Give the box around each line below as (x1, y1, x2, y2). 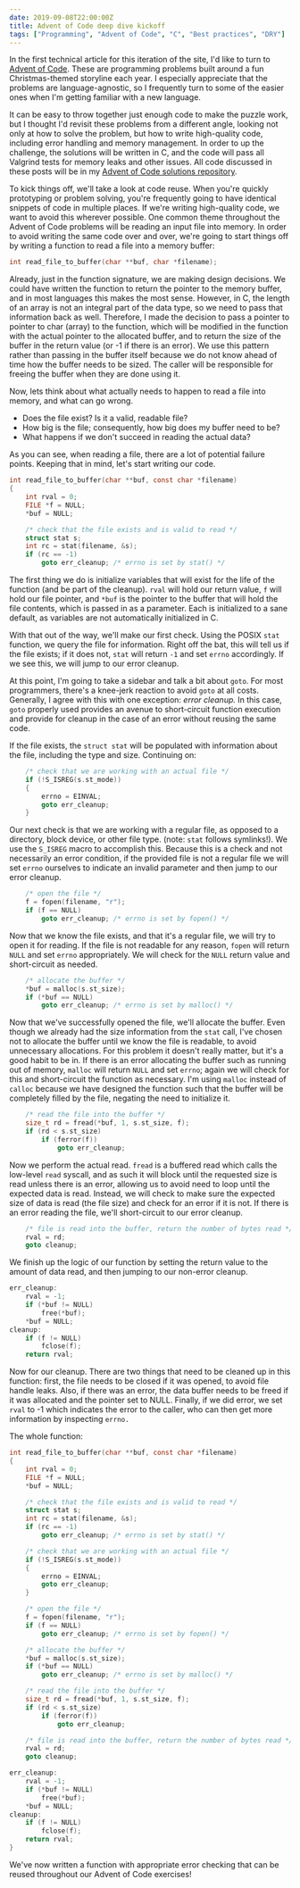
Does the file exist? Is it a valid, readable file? (21, 412, 188, 424)
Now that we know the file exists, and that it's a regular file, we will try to (9, 930, 276, 941)
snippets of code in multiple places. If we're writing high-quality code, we (9, 203, 279, 213)
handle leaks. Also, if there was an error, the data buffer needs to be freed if (9, 1385, 288, 1396)
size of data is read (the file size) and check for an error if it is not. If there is (9, 1197, 289, 1208)
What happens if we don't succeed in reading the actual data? (21, 432, 252, 443)
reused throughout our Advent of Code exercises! (9, 1868, 192, 1879)
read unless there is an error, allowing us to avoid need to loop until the (9, 1178, 271, 1189)
